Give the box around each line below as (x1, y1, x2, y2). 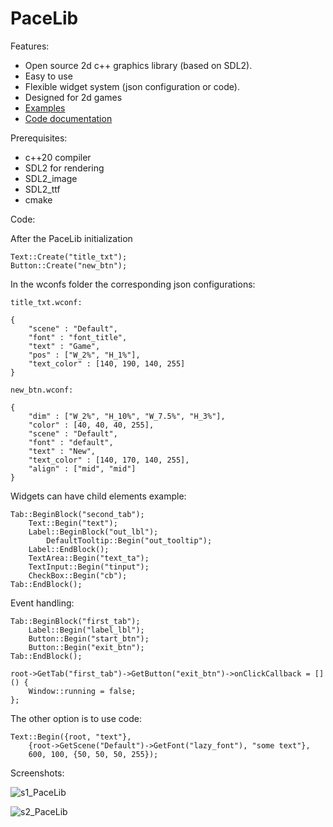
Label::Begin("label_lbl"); (28, 625, 145, 635)
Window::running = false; (28, 686, 137, 696)
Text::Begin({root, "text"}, (10, 732, 132, 742)
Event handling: (10, 597, 75, 609)
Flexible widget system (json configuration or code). (24, 80, 240, 92)
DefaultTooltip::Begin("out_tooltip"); (46, 535, 213, 546)
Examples (24, 102, 66, 114)
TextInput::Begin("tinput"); (28, 562, 150, 572)
